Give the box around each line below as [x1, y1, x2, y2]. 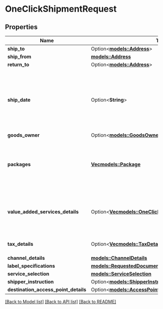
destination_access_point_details [7, 286, 86, 293]
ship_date [7, 96, 31, 103]
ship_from [7, 54, 32, 60]
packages [7, 161, 31, 167]
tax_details [7, 241, 33, 247]
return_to [7, 61, 30, 68]
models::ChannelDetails [91, 254, 147, 261]
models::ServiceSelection [91, 271, 152, 277]
